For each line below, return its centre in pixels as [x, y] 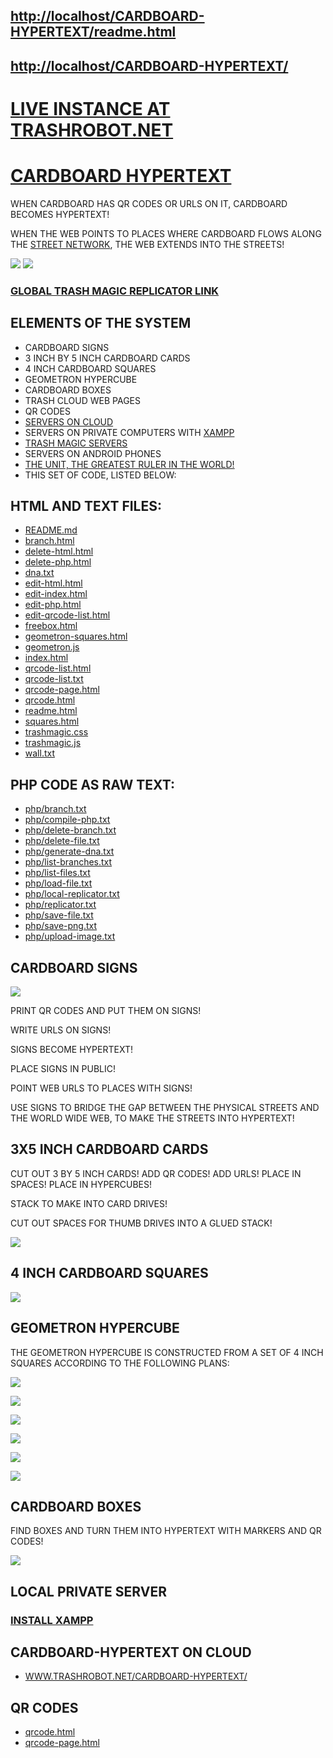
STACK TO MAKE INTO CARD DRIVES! [89, 1203]
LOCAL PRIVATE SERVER [88, 1591]
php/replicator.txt [60, 905]
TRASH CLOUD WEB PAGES [82, 400]
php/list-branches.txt [68, 862]
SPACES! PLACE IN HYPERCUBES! [81, 1184]
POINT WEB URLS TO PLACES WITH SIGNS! [101, 1088]
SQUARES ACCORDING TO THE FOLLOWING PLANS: [120, 1363]
